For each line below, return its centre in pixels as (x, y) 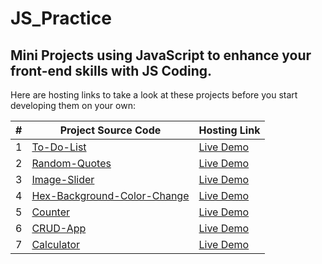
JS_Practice (61, 18)
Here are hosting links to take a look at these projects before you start (154, 95)
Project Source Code (110, 130)
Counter (51, 212)
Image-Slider (63, 179)
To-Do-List (59, 147)
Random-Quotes (71, 163)
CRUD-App (59, 228)
